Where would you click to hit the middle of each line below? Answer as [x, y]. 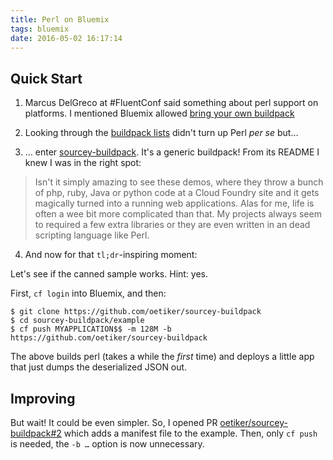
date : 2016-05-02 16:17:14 [66, 38]
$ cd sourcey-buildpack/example [77, 321]
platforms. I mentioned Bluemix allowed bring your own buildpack [159, 113]
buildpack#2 [36, 433]
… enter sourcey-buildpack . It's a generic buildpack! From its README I [172, 152]
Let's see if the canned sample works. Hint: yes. [109, 274]
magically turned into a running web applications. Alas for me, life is [174, 203]
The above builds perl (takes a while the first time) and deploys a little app [162, 357]
